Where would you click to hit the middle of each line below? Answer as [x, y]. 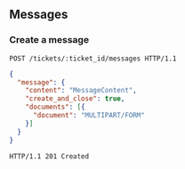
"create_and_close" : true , [75, 99]
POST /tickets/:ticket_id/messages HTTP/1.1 [93, 58]
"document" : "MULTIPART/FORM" [88, 116]
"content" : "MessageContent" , [81, 91]
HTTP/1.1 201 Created [49, 156]
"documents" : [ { [56, 107]
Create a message [49, 40]
